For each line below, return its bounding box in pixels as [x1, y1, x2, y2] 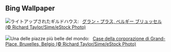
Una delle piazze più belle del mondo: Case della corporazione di [10, 35, 150, 41]
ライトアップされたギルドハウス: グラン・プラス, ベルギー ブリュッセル [10, 18, 162, 24]
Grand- [150, 35, 166, 41]
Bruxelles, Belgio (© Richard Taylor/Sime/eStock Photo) [19, 41, 136, 47]
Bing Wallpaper [5, 4, 55, 13]
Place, [5, 41, 19, 47]
